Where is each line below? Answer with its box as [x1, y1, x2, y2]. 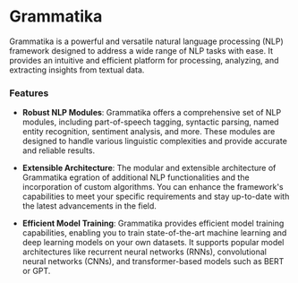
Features [9, 87, 49, 99]
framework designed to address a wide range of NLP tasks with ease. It [9, 45, 273, 56]
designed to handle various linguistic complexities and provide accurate [21, 136, 288, 147]
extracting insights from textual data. [9, 64, 145, 75]
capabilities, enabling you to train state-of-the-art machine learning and [21, 227, 287, 238]
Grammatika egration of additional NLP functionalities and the [21, 172, 250, 183]
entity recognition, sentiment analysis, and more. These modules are [21, 126, 276, 137]
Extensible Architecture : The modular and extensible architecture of [21, 163, 277, 174]
